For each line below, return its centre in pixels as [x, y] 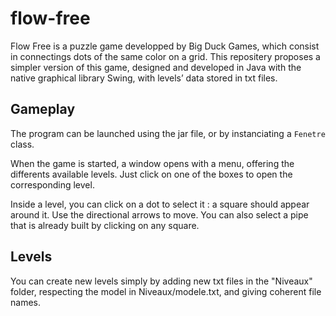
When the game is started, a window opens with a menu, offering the [152, 163]
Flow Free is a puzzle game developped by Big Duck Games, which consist [165, 46]
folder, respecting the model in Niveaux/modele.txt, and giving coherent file [166, 291]
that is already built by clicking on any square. [105, 225]
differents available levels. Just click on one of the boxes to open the [151, 174]
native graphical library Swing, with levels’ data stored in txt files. [144, 78]
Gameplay [43, 109]
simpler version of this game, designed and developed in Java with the [156, 67]
